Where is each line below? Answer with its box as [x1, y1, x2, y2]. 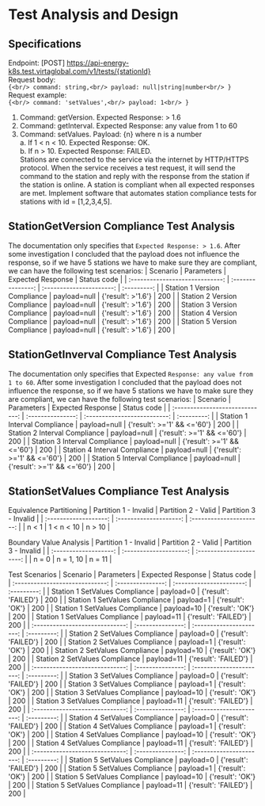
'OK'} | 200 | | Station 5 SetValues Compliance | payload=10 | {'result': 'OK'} [8, 772, 256, 781]
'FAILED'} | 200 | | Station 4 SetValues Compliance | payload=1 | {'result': [8, 721, 247, 731]
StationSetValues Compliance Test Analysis [8, 485, 229, 498]
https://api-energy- [66, 58, 129, 67]
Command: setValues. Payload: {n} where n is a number [19, 129, 203, 139]
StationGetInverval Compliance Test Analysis [8, 348, 237, 361]
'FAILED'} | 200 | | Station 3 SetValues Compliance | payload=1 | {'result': [8, 679, 246, 689]
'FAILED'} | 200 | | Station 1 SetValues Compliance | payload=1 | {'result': [8, 595, 244, 605]
